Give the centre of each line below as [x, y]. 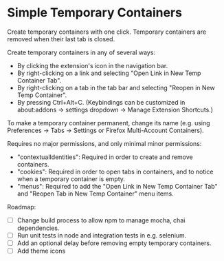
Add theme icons [41, 251]
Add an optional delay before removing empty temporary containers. [114, 243]
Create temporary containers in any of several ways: [81, 52]
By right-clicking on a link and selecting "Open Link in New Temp [109, 73]
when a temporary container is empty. [71, 179]
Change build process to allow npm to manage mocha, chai [101, 220]
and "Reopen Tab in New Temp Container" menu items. [95, 194]
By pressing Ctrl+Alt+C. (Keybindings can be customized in [101, 102]
